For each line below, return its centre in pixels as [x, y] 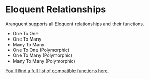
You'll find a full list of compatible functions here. [57, 71]
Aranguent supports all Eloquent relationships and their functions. [75, 24]
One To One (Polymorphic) [41, 50]
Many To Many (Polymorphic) [44, 61]
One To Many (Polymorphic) [43, 55]
